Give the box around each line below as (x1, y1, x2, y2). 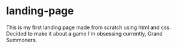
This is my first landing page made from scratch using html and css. (6, 24, 171, 31)
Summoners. (6, 36, 37, 43)
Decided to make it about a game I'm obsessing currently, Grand (6, 30, 163, 37)
